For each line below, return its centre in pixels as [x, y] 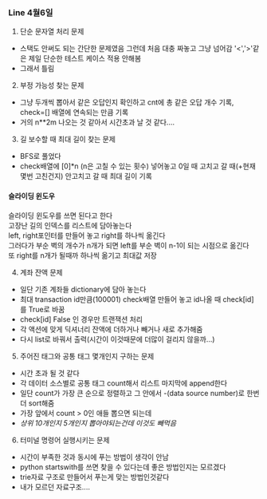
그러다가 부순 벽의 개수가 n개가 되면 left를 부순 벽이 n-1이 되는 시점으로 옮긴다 [129, 245]
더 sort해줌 [37, 403]
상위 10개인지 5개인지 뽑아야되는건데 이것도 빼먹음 [98, 423]
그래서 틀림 [37, 69]
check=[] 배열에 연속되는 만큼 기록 [74, 113]
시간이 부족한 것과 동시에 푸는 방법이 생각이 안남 [94, 457]
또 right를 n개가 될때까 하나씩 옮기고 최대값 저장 [82, 255]
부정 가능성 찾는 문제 [52, 85]
